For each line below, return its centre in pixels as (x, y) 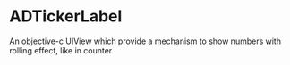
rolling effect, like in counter (61, 50)
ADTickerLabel (66, 16)
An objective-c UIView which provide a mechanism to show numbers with (145, 41)
